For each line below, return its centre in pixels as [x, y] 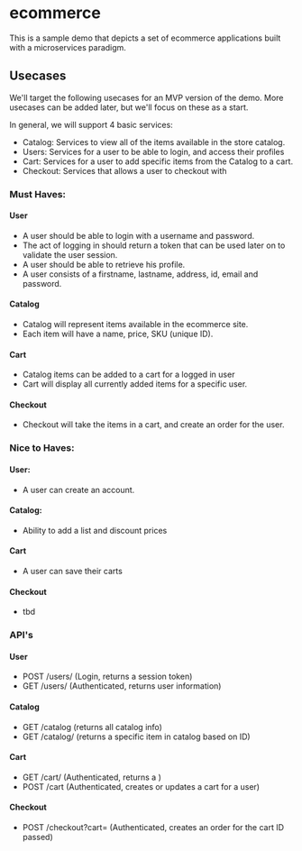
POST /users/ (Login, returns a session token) [107, 677]
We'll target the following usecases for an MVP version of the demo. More [146, 97]
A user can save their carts [73, 572]
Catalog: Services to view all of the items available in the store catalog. [154, 142]
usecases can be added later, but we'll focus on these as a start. [129, 107]
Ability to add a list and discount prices [95, 530]
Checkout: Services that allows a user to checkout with [124, 170]
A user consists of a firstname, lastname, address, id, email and [140, 274]
